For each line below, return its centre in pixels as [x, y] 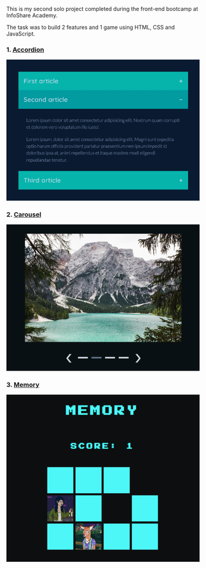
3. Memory [23, 385]
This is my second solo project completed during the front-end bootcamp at [102, 9]
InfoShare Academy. [32, 15]
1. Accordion [25, 50]
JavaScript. [21, 34]
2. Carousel [24, 214]
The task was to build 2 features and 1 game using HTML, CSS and [91, 27]
